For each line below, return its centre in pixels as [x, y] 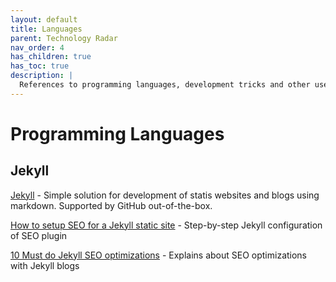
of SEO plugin [39, 235]
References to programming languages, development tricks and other [165, 85]
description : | [42, 76]
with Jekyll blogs [45, 265]
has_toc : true [40, 66]
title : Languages [46, 29]
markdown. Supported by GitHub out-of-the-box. [111, 205]
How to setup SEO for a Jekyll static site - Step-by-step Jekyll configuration [166, 225]
